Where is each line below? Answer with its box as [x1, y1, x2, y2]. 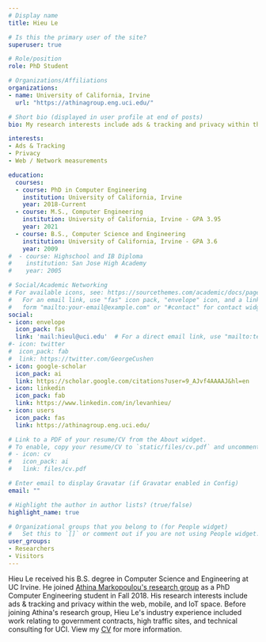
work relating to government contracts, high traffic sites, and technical [8, 616, 237, 625]
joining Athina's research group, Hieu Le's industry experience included [8, 607, 242, 617]
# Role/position [8, 55, 62, 63]
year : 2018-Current [22, 201, 87, 208]
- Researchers [8, 545, 55, 553]
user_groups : [8, 537, 51, 545]
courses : [15, 178, 44, 186]
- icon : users [8, 407, 55, 415]
